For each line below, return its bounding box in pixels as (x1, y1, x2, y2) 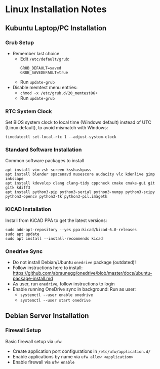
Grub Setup (5, 39, 34, 46)
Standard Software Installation (5, 146, 82, 153)
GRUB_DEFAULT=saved (20, 65, 62, 70)
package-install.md (12, 275, 53, 282)
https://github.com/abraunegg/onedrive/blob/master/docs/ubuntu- (12, 270, 152, 276)
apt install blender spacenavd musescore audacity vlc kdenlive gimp (5, 172, 155, 177)
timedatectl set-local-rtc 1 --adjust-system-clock (5, 134, 116, 140)
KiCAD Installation (5, 206, 52, 213)
